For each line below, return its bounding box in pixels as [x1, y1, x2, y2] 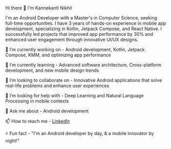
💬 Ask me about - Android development [5, 108, 89, 114]
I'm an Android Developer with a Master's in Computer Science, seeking [5, 15, 158, 20]
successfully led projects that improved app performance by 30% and [5, 31, 154, 37]
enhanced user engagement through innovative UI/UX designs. [5, 36, 139, 42]
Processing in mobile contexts [5, 98, 69, 104]
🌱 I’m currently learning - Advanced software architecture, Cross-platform [5, 62, 162, 68]
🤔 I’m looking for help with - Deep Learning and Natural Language [5, 93, 144, 98]
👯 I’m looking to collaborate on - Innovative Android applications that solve [5, 77, 162, 83]
